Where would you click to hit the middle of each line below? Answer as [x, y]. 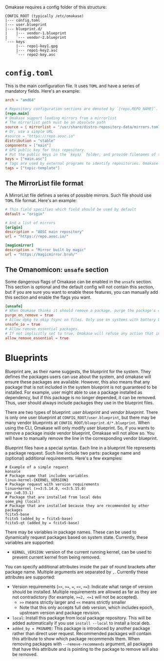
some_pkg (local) [23, 501]
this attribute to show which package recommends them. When [76, 638]
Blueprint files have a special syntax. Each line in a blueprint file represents [80, 448]
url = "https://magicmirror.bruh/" [41, 254]
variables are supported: [30, 542]
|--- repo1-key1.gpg [37, 46]
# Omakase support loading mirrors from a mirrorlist [61, 118]
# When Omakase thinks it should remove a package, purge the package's [81, 311]
